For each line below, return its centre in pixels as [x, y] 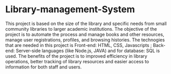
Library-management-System [70, 9]
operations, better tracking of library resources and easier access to [77, 61]
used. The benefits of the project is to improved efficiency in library [76, 56]
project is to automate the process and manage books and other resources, [85, 34]
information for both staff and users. [44, 67]
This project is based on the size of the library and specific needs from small [86, 23]
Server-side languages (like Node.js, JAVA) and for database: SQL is [88, 51]
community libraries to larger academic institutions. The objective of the [81, 29]
